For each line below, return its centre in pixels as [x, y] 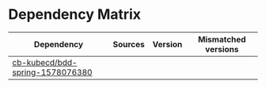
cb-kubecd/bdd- [45, 62]
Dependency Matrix [74, 15]
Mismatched [222, 39]
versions [222, 49]
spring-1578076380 [52, 72]
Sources [129, 44]
